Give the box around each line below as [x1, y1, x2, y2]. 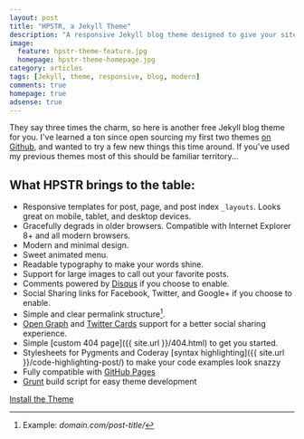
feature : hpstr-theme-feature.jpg [17, 47, 147, 56]
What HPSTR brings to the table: [9, 177, 196, 193]
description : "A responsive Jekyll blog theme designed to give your [9, 30, 278, 39]
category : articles [9, 64, 83, 73]
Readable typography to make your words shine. [22, 259, 204, 270]
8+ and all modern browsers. [22, 230, 131, 241]
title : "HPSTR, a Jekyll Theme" [9, 22, 131, 31]
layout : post [9, 13, 59, 23]
